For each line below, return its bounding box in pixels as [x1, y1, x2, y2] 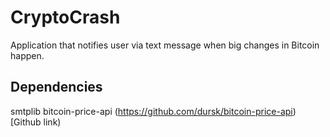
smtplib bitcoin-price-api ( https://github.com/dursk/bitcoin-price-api [10, 105, 293, 117]
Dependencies [10, 79, 103, 96]
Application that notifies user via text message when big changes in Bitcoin [10, 39, 320, 51]
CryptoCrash [10, 6, 121, 29]
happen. [10, 49, 45, 61]
